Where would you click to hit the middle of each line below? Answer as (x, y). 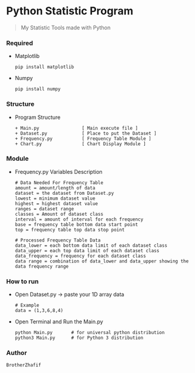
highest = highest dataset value (56, 204)
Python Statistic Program (70, 11)
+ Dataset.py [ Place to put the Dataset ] (86, 133)
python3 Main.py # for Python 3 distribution (79, 338)
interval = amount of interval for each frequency (79, 219)
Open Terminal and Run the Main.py (59, 322)
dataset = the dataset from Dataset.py (64, 193)
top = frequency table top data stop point (70, 230)
